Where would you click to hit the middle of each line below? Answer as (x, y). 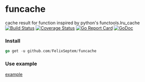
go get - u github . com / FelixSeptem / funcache (51, 51)
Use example (21, 64)
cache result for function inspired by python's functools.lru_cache (72, 23)
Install (13, 41)
